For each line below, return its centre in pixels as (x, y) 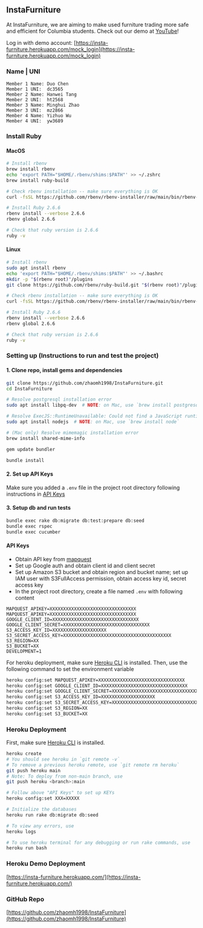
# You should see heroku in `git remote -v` (63, 759)
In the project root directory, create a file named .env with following (99, 591)
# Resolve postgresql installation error (59, 399)
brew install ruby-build (37, 180)
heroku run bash (27, 848)
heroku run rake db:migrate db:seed (52, 815)
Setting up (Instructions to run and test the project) (82, 356)
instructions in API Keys (36, 494)
